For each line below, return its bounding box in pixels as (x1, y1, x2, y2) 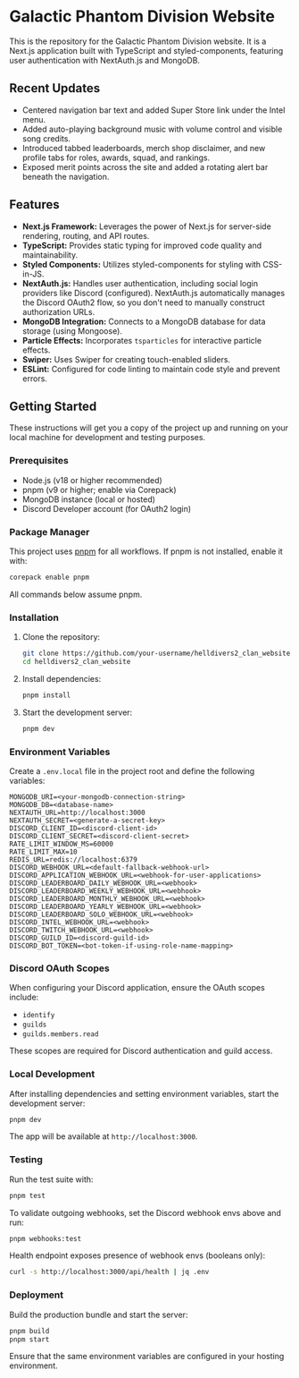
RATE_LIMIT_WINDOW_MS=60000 (9, 839, 114, 848)
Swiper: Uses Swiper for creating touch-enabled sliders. (21, 353, 230, 364)
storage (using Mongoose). (21, 325, 123, 336)
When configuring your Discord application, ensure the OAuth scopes (9, 982, 265, 993)
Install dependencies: (21, 673, 102, 684)
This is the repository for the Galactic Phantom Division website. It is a (9, 36, 267, 47)
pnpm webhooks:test (9, 1234, 82, 1243)
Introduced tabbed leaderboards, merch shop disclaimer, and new (21, 142, 266, 153)
